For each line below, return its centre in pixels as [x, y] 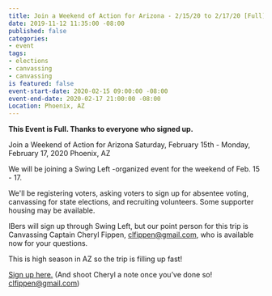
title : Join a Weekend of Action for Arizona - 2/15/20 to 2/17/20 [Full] [137, 16]
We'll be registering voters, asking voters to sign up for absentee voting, [129, 193]
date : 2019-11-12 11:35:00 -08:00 [67, 23]
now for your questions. [48, 243]
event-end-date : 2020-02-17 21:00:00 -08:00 [85, 99]
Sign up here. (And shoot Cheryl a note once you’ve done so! [110, 275]
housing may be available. [52, 210]
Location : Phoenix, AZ [47, 106]
